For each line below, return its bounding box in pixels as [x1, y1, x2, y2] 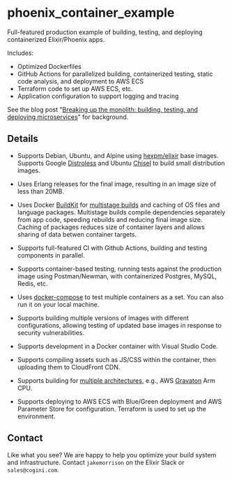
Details [7, 133, 38, 145]
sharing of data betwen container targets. [17, 230, 137, 238]
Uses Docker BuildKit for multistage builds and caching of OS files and [17, 200, 220, 209]
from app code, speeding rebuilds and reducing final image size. [17, 215, 203, 223]
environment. [17, 412, 56, 420]
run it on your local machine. [17, 300, 100, 308]
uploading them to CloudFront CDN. [17, 363, 121, 371]
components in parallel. [17, 251, 85, 259]
